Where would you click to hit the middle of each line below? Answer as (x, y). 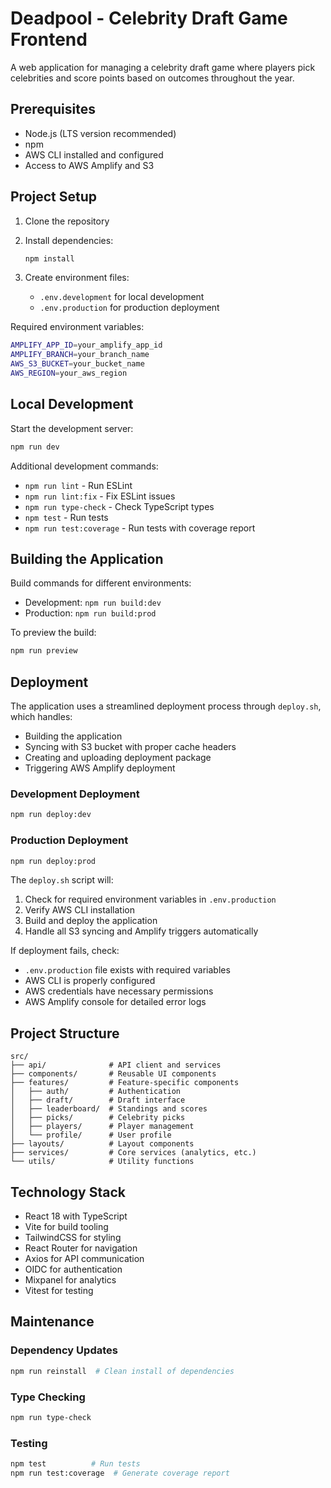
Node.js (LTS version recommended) (100, 133)
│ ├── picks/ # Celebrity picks (98, 1118)
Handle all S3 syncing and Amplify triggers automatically (141, 931)
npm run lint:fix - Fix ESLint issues (100, 496)
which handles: (41, 717)
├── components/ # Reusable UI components (113, 1074)
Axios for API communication (84, 1259)
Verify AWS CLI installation (79, 910)
